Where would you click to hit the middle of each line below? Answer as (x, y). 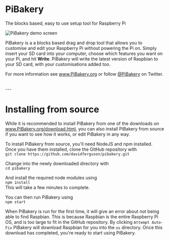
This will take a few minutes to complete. (47, 187)
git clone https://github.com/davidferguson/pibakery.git (67, 154)
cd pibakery (18, 168)
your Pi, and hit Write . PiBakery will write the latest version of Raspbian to (82, 58)
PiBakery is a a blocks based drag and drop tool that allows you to (74, 43)
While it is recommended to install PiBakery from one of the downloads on (82, 123)
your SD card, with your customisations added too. (58, 64)
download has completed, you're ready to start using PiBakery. (71, 232)
